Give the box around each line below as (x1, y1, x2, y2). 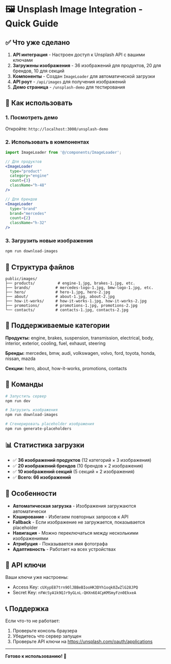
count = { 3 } (10, 178, 31, 183)
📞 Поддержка (5, 604, 49, 613)
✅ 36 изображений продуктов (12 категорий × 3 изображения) (12, 457, 152, 463)
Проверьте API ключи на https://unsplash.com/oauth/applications (12, 639, 153, 645)
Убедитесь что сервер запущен (12, 633, 81, 639)
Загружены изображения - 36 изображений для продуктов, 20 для (12, 63, 161, 68)
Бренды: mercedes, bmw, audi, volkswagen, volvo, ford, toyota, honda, (5, 350, 156, 356)
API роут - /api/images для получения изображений (12, 79, 126, 85)
